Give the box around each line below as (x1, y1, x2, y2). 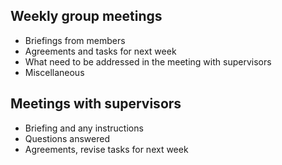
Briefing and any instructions (24, 122, 144, 134)
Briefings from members (24, 34, 126, 46)
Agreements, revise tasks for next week (24, 143, 189, 155)
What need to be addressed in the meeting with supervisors (24, 55, 272, 68)
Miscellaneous (24, 66, 85, 78)
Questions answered (24, 132, 110, 144)
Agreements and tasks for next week (24, 45, 177, 57)
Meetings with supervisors (10, 95, 182, 113)
